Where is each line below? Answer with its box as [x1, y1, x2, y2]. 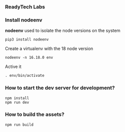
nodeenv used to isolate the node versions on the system [5, 28, 121, 34]
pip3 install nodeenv [5, 37, 49, 42]
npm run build [5, 122, 34, 127]
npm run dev [5, 100, 29, 105]
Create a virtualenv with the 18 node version [5, 45, 93, 52]
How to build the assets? [5, 111, 65, 118]
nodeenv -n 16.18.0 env [5, 55, 54, 60]
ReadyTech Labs [5, 3, 45, 10]
